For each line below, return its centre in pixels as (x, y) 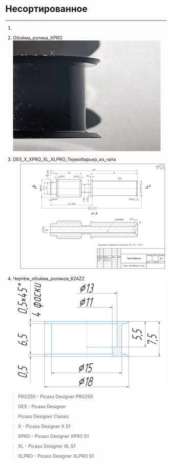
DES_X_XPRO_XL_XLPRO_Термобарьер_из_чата (64, 159)
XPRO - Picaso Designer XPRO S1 (53, 436)
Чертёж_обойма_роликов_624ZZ (49, 279)
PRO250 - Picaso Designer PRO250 (56, 396)
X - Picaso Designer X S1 (44, 426)
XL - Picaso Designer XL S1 (47, 446)
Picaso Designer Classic (43, 416)
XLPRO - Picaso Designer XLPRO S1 (56, 456)
